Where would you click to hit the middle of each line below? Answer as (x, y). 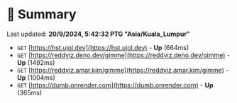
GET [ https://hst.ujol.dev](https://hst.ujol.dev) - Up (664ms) (103, 47)
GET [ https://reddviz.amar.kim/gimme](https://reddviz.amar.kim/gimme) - (123, 70)
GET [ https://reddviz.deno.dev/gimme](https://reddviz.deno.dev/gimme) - (123, 55)
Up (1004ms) (36, 78)
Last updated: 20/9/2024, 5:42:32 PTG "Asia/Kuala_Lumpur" (99, 34)
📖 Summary (42, 14)
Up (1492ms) (36, 62)
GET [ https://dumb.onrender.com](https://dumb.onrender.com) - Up (115, 85)
